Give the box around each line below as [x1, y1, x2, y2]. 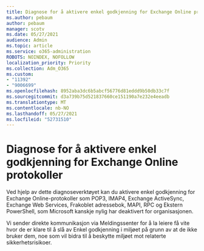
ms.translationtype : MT [6, 99, 67, 105]
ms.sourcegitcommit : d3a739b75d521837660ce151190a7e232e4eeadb [6, 94, 170, 100]
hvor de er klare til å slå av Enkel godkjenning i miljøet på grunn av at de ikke [6, 226, 197, 233]
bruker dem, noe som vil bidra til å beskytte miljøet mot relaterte [6, 232, 166, 240]
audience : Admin [6, 37, 47, 43]
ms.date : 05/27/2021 [6, 32, 59, 38]
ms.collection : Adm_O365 [6, 65, 69, 72]
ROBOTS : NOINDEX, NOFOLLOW [6, 54, 75, 60]
